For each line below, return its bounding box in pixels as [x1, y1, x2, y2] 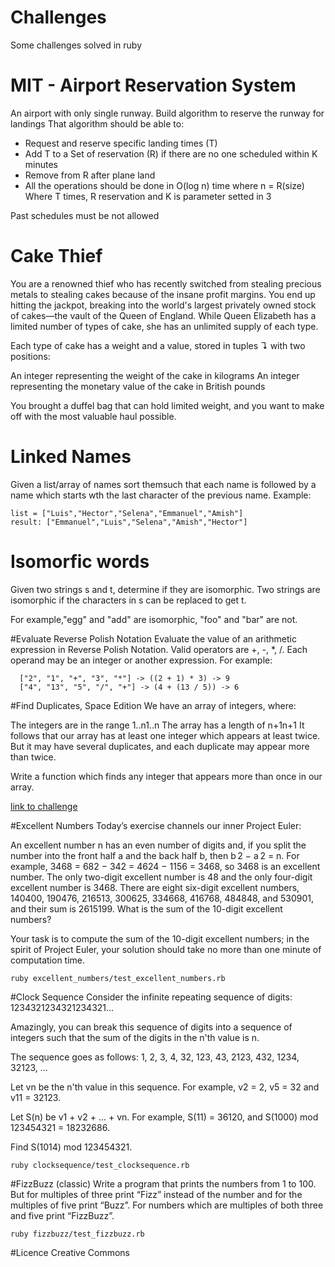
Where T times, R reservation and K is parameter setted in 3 [24, 190, 272, 202]
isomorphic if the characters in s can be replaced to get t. [10, 594, 247, 606]
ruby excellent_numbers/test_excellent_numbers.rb [10, 973, 226, 983]
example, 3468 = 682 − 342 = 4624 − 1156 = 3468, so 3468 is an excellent [10, 860, 321, 872]
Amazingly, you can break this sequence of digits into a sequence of [10, 1021, 293, 1033]
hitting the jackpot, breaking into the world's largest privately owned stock [10, 299, 317, 311]
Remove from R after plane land [24, 169, 156, 181]
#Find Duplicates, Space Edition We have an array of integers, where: [10, 699, 297, 711]
